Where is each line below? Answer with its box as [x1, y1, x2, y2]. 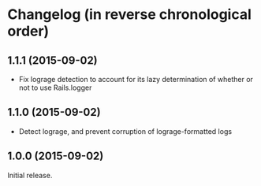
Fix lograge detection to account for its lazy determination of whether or [18, 75, 254, 84]
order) [7, 22, 50, 40]
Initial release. [7, 170, 53, 180]
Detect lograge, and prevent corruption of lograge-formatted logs [18, 126, 233, 136]
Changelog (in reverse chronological [7, 6, 252, 24]
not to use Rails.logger [18, 83, 92, 92]
